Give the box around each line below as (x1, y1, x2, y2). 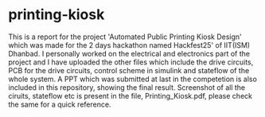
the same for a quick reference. (8, 99, 111, 109)
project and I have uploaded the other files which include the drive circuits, (8, 57, 254, 67)
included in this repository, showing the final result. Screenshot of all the (8, 82, 246, 92)
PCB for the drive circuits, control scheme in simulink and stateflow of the (8, 65, 250, 75)
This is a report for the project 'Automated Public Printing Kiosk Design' (8, 32, 243, 41)
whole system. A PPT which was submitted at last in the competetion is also (8, 74, 257, 84)
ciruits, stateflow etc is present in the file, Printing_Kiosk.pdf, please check (8, 91, 253, 100)
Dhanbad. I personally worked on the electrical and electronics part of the (8, 49, 251, 58)
